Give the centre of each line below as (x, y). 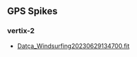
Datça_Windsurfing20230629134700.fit (73, 46)
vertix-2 (21, 31)
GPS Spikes (32, 11)
